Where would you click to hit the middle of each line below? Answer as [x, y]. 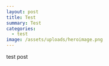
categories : [21, 28]
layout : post [22, 12]
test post [17, 57]
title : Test [21, 17]
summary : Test [24, 23]
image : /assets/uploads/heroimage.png [54, 40]
